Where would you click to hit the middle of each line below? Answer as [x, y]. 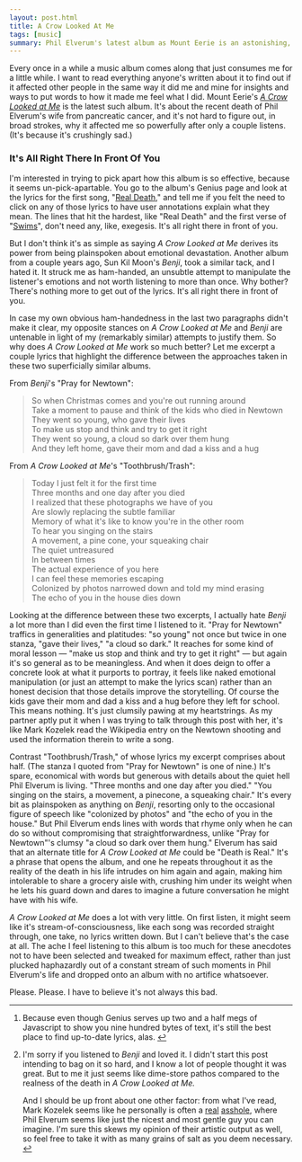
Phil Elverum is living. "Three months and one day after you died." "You [141, 785]
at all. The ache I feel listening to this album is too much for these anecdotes [151, 945]
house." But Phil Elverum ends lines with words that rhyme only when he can [151, 823]
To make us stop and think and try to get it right [119, 429]
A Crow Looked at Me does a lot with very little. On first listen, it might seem [150, 917]
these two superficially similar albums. [80, 366]
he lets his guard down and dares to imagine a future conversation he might [149, 890]
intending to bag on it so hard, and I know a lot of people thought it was [155, 1064]
